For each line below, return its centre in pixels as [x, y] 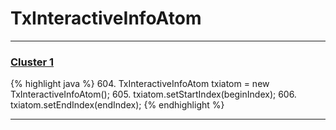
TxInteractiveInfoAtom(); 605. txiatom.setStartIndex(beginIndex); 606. [153, 94]
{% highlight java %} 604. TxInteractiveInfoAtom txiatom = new [140, 84]
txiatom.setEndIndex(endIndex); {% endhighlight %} [117, 105]
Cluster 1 [32, 62]
